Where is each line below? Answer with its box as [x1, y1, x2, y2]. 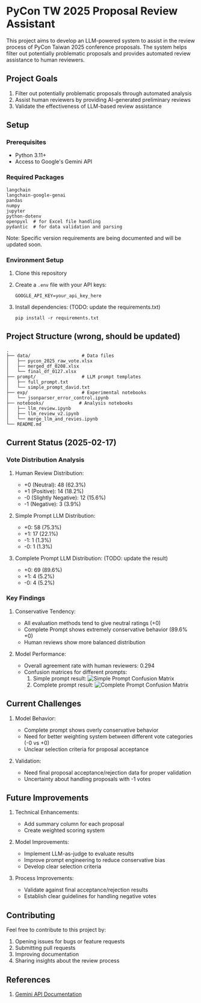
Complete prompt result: [32, 681, 94, 688]
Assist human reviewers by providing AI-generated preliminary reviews [14, 96, 191, 103]
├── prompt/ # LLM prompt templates [6, 374, 141, 380]
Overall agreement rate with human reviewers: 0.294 [23, 662, 155, 669]
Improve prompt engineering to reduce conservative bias [23, 857, 165, 864]
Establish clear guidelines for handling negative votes [23, 893, 156, 900]
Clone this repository [14, 269, 67, 277]
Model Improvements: [14, 838, 69, 846]
